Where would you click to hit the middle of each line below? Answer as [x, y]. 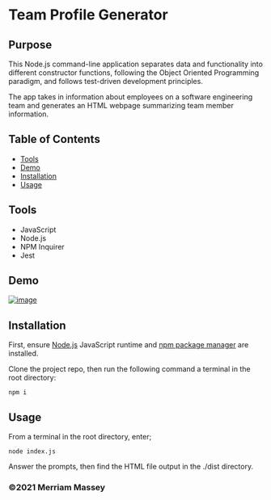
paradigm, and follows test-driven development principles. [106, 81]
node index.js [32, 452]
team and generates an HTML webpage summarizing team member [121, 105]
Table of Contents [55, 139]
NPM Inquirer [42, 246]
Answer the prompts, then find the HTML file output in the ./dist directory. [131, 467]
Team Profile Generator [88, 15]
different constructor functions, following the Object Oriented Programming [134, 73]
